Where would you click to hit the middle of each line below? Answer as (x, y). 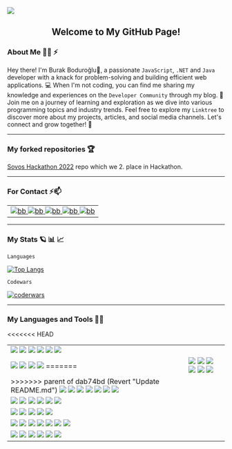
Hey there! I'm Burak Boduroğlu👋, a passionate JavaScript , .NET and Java (111, 70)
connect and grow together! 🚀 (50, 124)
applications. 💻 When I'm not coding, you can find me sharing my (101, 85)
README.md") (34, 390)
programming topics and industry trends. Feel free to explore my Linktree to (116, 109)
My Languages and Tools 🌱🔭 (56, 319)
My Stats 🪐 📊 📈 (36, 240)
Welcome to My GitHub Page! (116, 32)
